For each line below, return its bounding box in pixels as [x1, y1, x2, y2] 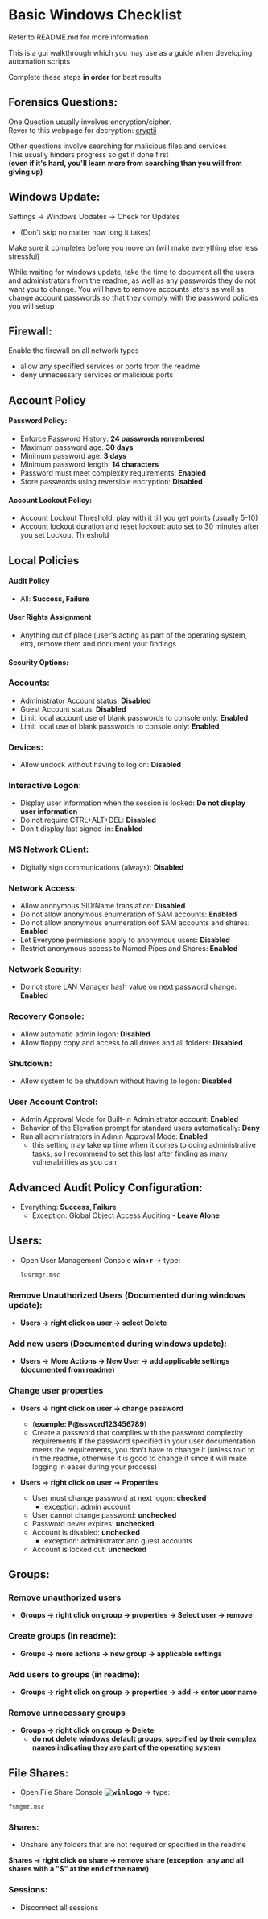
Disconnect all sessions [19, 1902, 99, 1912]
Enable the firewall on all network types [8, 346, 139, 355]
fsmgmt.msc [8, 1803, 45, 1811]
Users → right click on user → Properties [19, 1477, 159, 1487]
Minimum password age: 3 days [19, 451, 127, 460]
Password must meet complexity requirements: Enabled [19, 467, 207, 477]
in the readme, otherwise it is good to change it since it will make [31, 1453, 248, 1463]
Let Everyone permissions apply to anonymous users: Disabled [19, 935, 231, 945]
